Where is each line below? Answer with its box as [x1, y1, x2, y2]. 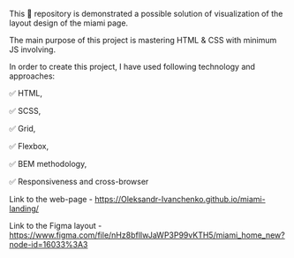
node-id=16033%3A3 [9, 239, 88, 249]
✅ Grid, [9, 124, 36, 133]
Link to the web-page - [9, 194, 94, 204]
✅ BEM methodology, [9, 159, 87, 169]
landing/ [9, 203, 40, 214]
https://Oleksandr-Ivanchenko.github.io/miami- [94, 194, 267, 204]
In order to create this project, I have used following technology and [9, 62, 256, 72]
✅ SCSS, [9, 106, 41, 116]
